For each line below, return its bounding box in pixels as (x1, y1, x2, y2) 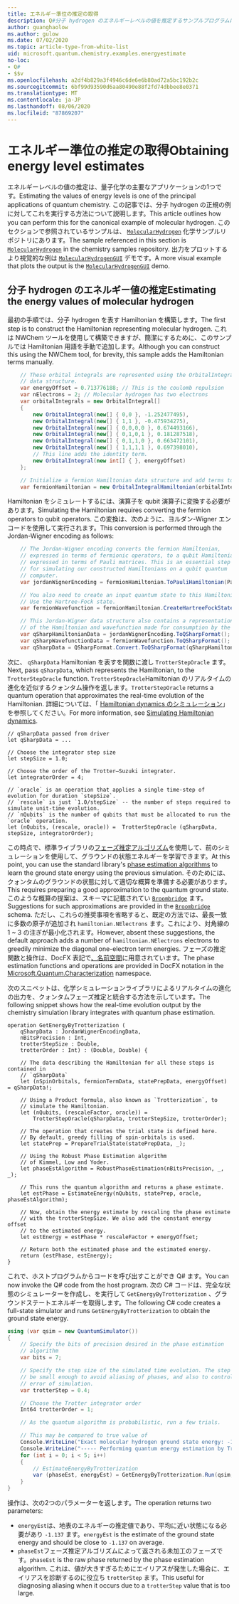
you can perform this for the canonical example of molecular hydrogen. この (7, 218, 230, 226)
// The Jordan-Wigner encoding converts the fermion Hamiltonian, (20, 546, 221, 553)
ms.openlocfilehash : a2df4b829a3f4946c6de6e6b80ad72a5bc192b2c (7, 76, 199, 84)
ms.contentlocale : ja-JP (7, 97, 81, 104)
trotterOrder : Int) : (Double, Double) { (20, 1046, 148, 1053)
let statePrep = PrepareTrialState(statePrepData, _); (20, 1140, 186, 1147)
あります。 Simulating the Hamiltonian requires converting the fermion (7, 506, 211, 514)
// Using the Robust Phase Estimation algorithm (20, 1152, 167, 1159)
